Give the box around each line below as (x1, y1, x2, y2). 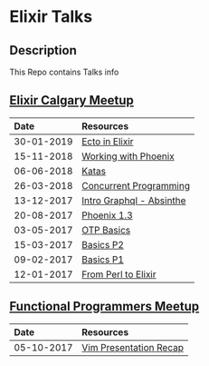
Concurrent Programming (81, 179, 190, 192)
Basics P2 (81, 238, 124, 251)
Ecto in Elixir (81, 134, 134, 147)
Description (9, 43, 77, 58)
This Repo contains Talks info (9, 66, 119, 77)
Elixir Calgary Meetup (9, 93, 134, 108)
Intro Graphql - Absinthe (81, 193, 186, 206)
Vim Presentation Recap (81, 341, 184, 353)
